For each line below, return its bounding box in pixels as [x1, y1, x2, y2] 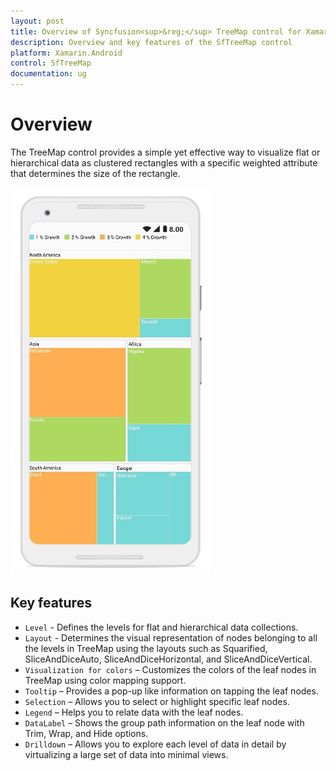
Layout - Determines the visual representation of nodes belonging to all [24, 631, 318, 644]
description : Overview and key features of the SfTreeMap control [10, 37, 293, 47]
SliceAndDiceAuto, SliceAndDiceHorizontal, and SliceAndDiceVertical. [24, 653, 313, 665]
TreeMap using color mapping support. [24, 674, 187, 686]
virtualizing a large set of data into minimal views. [24, 748, 229, 760]
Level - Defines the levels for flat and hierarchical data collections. [24, 621, 299, 633]
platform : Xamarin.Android [10, 48, 123, 58]
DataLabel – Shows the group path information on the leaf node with [24, 716, 305, 729]
